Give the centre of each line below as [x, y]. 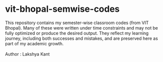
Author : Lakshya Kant [27, 54]
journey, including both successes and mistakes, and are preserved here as [81, 38]
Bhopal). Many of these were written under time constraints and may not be [81, 28]
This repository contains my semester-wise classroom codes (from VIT [77, 23]
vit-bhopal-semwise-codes [62, 9]
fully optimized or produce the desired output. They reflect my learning [77, 33]
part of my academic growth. [34, 43]
